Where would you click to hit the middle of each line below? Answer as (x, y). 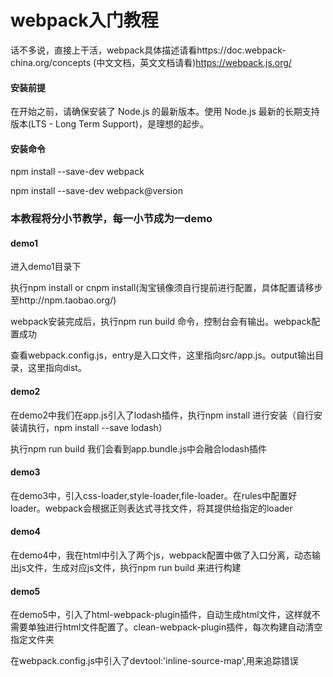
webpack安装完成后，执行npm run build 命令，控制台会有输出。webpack (161, 322)
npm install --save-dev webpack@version (96, 191)
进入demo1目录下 (46, 267)
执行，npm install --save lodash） (97, 427)
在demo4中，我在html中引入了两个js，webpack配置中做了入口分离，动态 (161, 555)
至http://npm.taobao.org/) (63, 300)
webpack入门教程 (84, 20)
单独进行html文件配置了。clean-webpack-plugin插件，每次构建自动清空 (175, 627)
